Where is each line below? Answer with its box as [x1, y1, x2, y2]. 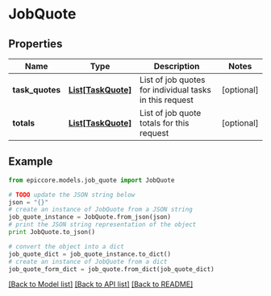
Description [153, 61, 200, 72]
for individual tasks [140, 84, 211, 95]
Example [8, 154, 53, 169]
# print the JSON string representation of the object [8, 220, 197, 229]
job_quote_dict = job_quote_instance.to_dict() [8, 250, 172, 258]
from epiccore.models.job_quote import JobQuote [8, 176, 175, 184]
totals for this [140, 117, 190, 129]
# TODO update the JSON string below [8, 191, 135, 199]
